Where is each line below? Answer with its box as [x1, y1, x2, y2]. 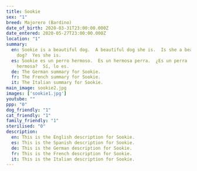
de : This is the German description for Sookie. [11, 145, 133, 151]
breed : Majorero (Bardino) [6, 19, 72, 25]
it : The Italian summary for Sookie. [11, 80, 104, 86]
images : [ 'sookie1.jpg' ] [6, 90, 67, 96]
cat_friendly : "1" [6, 112, 51, 118]
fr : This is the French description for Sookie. [11, 150, 133, 156]
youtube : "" [6, 96, 35, 102]
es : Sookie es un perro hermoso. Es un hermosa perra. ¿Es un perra [11, 58, 188, 63]
